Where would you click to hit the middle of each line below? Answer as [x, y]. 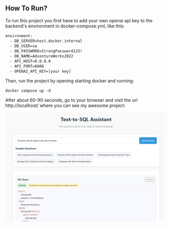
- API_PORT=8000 [27, 66]
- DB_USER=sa [24, 46]
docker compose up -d [28, 91]
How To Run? [27, 8]
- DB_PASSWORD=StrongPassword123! [46, 51]
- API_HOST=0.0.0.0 [30, 61]
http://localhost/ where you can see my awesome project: [65, 105]
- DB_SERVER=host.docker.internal [46, 41]
